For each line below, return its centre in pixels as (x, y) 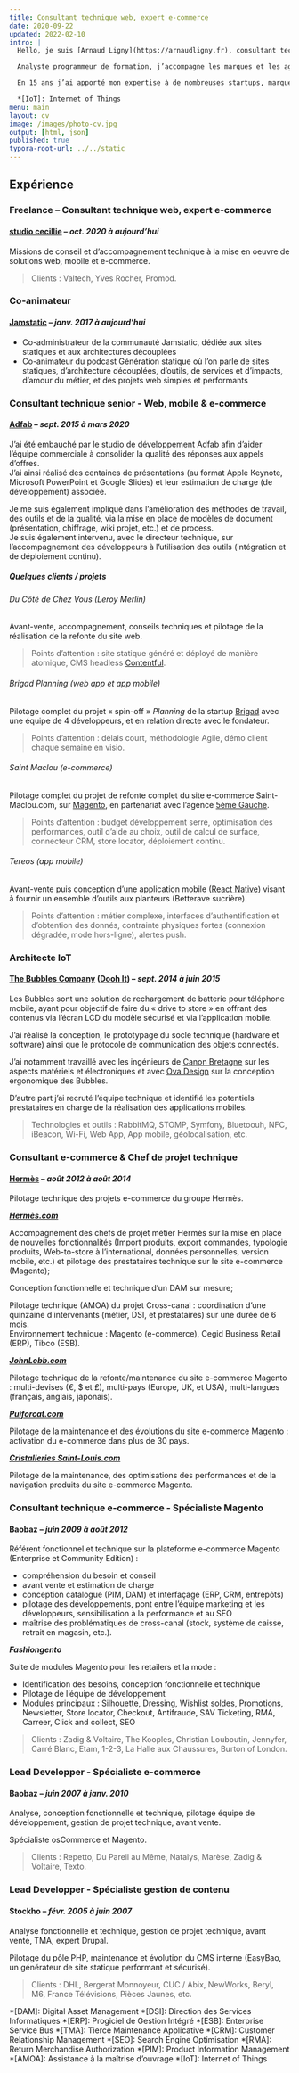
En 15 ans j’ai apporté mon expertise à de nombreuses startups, (141, 83)
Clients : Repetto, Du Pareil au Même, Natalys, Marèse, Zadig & (146, 1857)
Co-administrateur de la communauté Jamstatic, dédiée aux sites (142, 342)
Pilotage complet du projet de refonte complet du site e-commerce (132, 795)
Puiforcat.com (36, 1414)
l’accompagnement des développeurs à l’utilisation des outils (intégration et (148, 547)
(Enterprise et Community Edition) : (74, 1559)
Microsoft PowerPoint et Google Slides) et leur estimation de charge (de (141, 481)
